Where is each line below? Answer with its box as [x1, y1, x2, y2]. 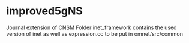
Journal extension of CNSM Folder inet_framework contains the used [6, 24, 177, 31]
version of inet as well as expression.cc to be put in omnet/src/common [6, 30, 183, 37]
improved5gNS [6, 4, 83, 18]
